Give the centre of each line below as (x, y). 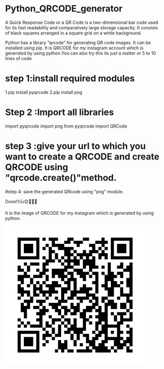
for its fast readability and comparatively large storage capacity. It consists (82, 27)
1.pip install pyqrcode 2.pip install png (44, 92)
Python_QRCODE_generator (64, 9)
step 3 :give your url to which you (76, 146)
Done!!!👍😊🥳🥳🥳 (21, 201)
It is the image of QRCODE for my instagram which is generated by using (80, 213)
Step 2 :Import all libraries (60, 112)
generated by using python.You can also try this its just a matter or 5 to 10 (81, 53)
